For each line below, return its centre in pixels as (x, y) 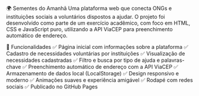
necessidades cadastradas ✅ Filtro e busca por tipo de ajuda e (83, 60)
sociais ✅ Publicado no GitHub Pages (52, 87)
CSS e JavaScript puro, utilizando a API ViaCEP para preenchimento (90, 29)
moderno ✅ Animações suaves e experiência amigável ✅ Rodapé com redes (99, 80)
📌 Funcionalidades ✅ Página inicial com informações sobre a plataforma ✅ (97, 47)
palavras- (173, 60)
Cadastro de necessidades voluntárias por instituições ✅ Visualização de (96, 54)
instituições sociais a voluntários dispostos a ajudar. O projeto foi (86, 17)
